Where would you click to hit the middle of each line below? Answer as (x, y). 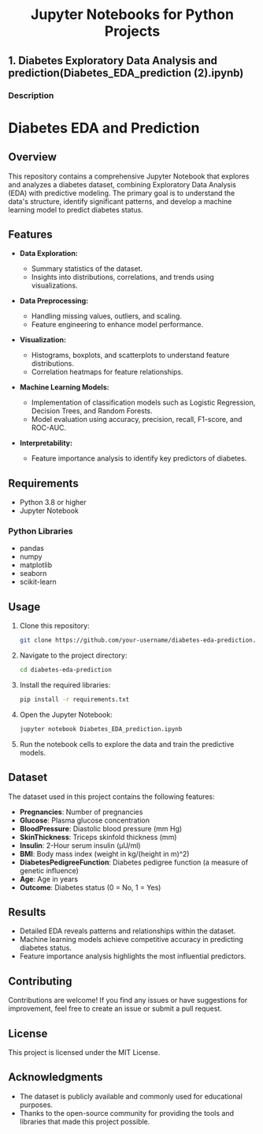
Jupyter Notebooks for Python (132, 15)
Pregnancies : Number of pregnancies (81, 812)
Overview (33, 157)
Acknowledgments (56, 1077)
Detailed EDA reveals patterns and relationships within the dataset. (128, 931)
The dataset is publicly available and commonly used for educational (131, 1096)
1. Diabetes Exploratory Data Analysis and (113, 60)
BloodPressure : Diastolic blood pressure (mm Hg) (101, 828)
